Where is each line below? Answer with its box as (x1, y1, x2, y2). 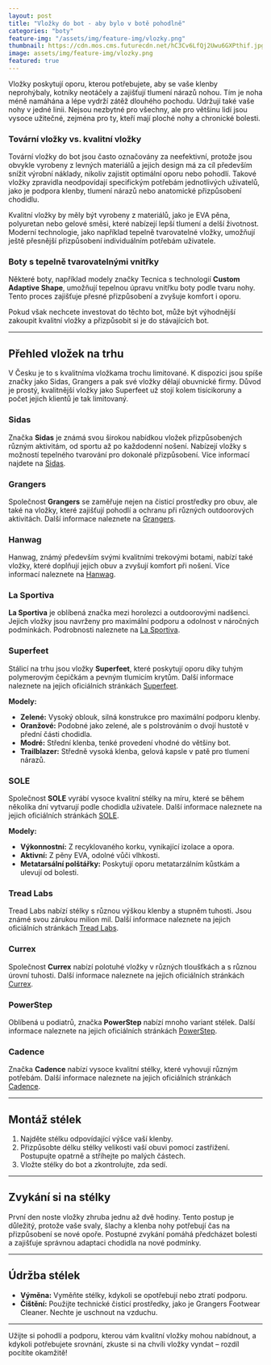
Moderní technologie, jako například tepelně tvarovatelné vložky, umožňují (8, 228, 256, 237)
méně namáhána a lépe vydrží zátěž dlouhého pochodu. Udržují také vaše (8, 96, 255, 106)
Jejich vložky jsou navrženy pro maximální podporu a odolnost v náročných (8, 617, 260, 626)
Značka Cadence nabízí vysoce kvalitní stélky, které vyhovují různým (8, 1065, 238, 1074)
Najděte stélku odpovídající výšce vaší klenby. (19, 1134, 173, 1144)
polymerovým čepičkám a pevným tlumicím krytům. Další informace (8, 672, 234, 682)
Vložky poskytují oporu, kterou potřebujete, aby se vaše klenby (8, 78, 218, 89)
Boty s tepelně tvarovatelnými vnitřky (8, 256, 160, 267)
